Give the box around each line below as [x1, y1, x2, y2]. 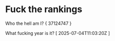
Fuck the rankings [5, 4, 83, 15]
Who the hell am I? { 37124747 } [5, 20, 72, 26]
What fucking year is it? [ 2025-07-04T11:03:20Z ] [5, 30, 110, 36]
